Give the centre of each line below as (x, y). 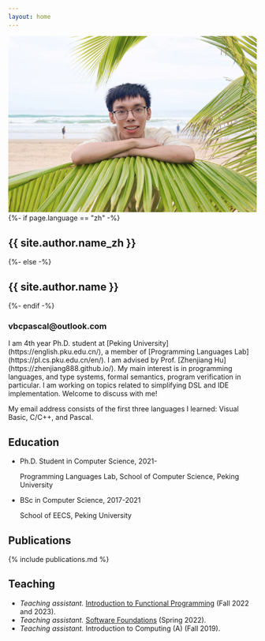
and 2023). (38, 611)
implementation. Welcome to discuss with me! (83, 394)
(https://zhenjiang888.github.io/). (62, 369)
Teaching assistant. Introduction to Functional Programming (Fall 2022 (134, 603)
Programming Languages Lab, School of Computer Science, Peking (129, 477)
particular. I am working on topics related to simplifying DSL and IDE (119, 385)
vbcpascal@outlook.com (58, 326)
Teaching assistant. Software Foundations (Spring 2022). (113, 620)
